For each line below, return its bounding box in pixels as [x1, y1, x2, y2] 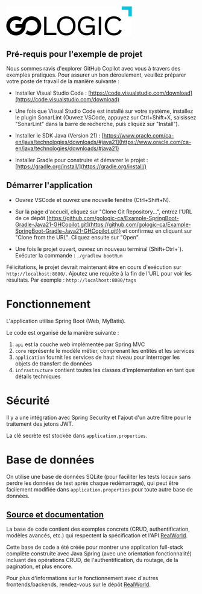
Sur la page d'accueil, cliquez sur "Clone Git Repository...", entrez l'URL [14, 208, 193, 215]
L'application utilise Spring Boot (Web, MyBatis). [6, 317, 126, 324]
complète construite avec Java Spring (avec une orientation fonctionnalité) [6, 550, 192, 557]
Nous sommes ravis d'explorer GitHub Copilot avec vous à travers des [6, 65, 181, 72]
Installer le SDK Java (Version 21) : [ [14, 132, 104, 139]
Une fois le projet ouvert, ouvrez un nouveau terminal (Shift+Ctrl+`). [14, 245, 183, 253]
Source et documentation [6, 510, 104, 520]
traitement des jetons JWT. [6, 420, 74, 428]
